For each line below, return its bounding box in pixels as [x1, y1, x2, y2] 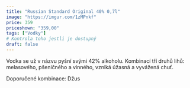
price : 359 [6, 19, 33, 25]
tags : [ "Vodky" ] [6, 31, 46, 36]
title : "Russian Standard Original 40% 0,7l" [6, 8, 120, 15]
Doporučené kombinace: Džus [6, 75, 80, 82]
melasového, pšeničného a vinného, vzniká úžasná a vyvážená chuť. [6, 63, 173, 70]
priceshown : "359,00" [6, 25, 60, 31]
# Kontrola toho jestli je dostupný [6, 36, 96, 42]
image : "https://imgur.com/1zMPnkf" [6, 14, 96, 20]
